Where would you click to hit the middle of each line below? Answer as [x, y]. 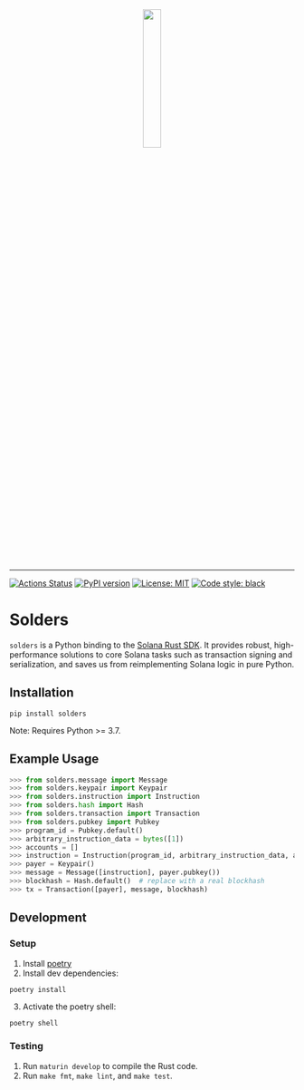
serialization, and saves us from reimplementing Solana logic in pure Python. [152, 664]
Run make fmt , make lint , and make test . [98, 1075]
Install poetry [47, 963]
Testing [26, 1046]
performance [34, 654]
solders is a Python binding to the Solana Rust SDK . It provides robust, [141, 645]
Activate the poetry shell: [69, 1007]
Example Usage [54, 759]
